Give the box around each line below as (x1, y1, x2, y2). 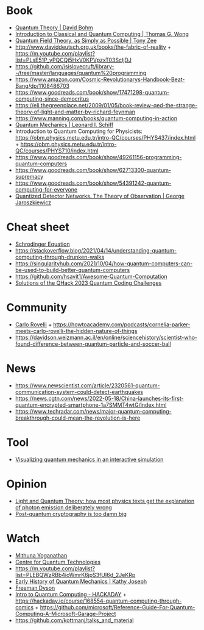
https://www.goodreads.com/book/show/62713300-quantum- (15, 166, 172, 174)
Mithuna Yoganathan (15, 551, 68, 559)
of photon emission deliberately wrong (15, 504, 113, 511)
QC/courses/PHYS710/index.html (15, 147, 99, 154)
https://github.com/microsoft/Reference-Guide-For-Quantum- (40, 603, 195, 610)
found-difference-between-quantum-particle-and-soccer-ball (15, 340, 172, 348)
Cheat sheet (6, 220, 69, 234)
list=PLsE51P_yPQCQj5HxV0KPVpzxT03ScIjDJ (15, 56, 132, 63)
